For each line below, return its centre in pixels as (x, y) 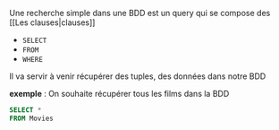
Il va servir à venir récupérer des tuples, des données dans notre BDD (138, 76)
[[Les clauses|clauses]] (52, 22)
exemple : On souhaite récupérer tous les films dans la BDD (119, 94)
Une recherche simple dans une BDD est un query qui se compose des (140, 13)
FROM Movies (31, 118)
